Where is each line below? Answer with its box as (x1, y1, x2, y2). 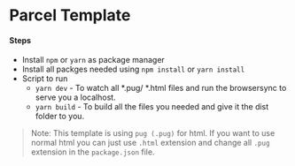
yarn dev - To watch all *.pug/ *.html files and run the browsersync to (35, 83, 287, 94)
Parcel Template (9, 5, 131, 26)
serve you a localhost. (35, 92, 117, 102)
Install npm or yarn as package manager (21, 55, 166, 65)
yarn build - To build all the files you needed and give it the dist (35, 102, 269, 112)
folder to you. (35, 111, 85, 122)
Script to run (21, 73, 68, 84)
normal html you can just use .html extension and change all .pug (30, 138, 270, 148)
